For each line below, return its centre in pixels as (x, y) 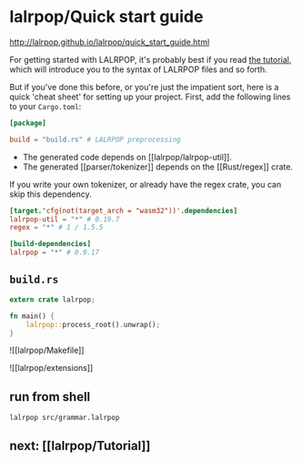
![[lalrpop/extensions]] (51, 368)
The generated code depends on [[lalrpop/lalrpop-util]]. (127, 157)
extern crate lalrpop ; (52, 299)
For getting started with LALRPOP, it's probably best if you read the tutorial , (151, 59)
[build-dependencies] (50, 244)
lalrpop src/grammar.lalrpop (65, 418)
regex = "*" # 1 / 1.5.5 (56, 228)
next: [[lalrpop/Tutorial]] (80, 445)
